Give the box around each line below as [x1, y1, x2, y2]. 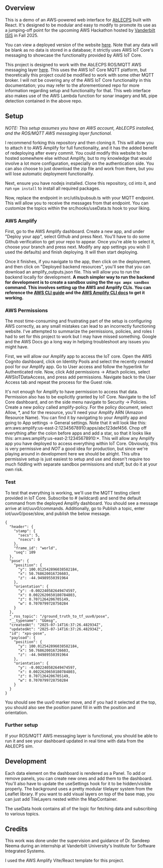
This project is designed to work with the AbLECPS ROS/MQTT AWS [5, 61, 142, 67]
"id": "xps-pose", [9, 631, 47, 636]
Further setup [5, 722, 38, 729]
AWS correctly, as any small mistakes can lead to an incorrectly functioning [5, 323, 156, 329]
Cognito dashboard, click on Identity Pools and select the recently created [5, 358, 154, 365]
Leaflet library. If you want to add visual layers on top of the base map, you [5, 791, 155, 797]
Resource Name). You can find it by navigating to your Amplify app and [5, 414, 147, 421]
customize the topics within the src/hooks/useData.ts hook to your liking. [5, 205, 151, 211]
